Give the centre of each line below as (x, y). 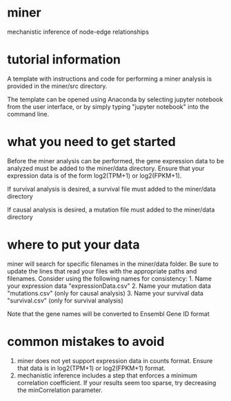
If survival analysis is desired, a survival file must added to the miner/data (111, 189)
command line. (28, 114)
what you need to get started (91, 142)
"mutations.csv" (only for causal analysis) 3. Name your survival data (105, 293)
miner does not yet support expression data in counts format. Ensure (115, 360)
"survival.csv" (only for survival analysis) (65, 300)
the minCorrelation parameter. (60, 390)
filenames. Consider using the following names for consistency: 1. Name (110, 278)
